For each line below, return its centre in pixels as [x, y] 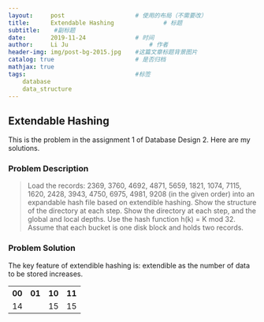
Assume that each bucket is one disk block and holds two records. [136, 228]
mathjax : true [32, 67]
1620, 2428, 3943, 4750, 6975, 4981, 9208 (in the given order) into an [141, 194]
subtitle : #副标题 [42, 30]
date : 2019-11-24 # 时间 [81, 37]
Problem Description [48, 169]
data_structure [47, 89]
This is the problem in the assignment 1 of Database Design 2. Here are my [129, 140]
